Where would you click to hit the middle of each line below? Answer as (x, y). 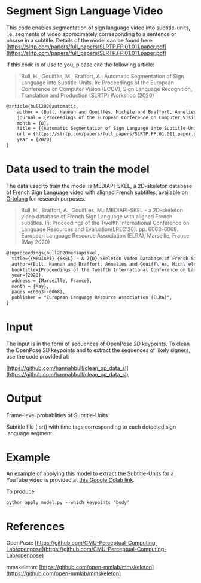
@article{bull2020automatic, (42, 106)
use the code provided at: (38, 356)
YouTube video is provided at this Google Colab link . (71, 480)
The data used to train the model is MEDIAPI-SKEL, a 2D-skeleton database (99, 186)
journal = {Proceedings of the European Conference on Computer (99, 117)
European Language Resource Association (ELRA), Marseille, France (105, 235)
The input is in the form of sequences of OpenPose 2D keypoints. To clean (98, 344)
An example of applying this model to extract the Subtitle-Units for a (90, 473)
